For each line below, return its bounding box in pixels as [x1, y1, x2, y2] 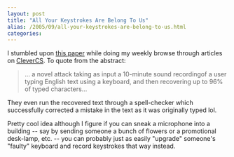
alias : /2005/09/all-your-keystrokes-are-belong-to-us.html [7, 23, 187, 30]
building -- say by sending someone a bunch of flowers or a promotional [7, 127, 216, 135]
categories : [7, 29, 42, 37]
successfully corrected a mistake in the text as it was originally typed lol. [7, 106, 217, 114]
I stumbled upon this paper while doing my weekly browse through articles [7, 49, 223, 57]
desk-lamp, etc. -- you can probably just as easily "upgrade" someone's [7, 135, 216, 143]
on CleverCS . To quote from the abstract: [7, 57, 126, 65]
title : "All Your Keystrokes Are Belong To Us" [7, 17, 149, 24]
